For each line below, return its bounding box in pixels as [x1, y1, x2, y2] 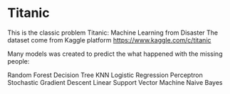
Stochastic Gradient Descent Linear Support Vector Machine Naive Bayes [7, 78, 223, 86]
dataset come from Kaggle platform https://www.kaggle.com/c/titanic [7, 35, 211, 44]
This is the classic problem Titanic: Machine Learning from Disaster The [7, 28, 219, 37]
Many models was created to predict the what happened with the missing [7, 49, 223, 58]
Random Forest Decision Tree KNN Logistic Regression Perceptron [7, 71, 203, 79]
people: [7, 57, 30, 65]
